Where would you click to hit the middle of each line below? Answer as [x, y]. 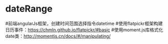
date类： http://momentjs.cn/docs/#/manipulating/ [58, 36]
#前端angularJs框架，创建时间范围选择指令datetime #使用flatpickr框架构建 [84, 23]
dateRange [29, 9]
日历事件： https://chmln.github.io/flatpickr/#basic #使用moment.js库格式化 [84, 30]
